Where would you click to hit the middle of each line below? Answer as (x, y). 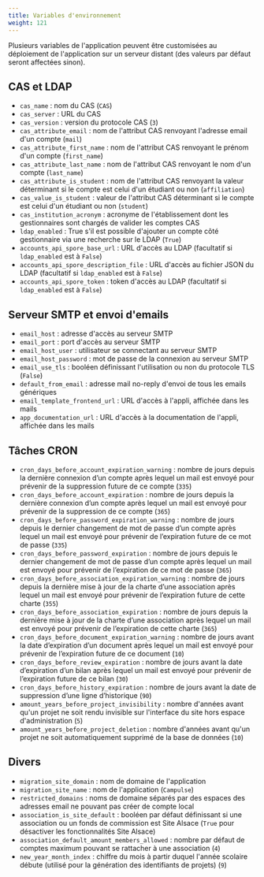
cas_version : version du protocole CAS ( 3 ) (89, 122)
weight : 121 (28, 23)
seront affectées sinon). (47, 62)
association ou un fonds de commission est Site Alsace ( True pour (127, 823)
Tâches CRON (43, 450)
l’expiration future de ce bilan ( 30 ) (74, 678)
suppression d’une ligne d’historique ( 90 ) (86, 695)
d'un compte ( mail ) (51, 139)
